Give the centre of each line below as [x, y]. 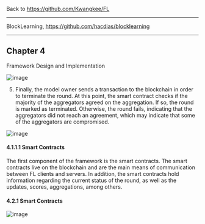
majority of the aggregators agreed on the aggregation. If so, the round [104, 102]
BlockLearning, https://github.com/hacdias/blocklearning [78, 26]
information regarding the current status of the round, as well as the [92, 180]
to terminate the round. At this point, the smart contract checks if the [101, 96]
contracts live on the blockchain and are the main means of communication [101, 167]
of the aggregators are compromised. [62, 122]
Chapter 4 [26, 51]
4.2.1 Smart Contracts [34, 201]
